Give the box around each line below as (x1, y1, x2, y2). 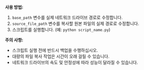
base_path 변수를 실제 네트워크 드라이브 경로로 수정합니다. (12, 15, 123, 20)
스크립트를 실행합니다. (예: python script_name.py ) (12, 27, 110, 33)
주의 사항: (5, 37, 23, 43)
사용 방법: (5, 4, 23, 10)
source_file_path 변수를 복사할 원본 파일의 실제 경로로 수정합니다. (12, 21, 140, 26)
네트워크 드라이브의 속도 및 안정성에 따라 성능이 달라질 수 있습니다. (12, 60, 138, 65)
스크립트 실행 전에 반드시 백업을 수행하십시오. (12, 48, 98, 53)
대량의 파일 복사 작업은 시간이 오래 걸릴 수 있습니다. (12, 53, 109, 59)
